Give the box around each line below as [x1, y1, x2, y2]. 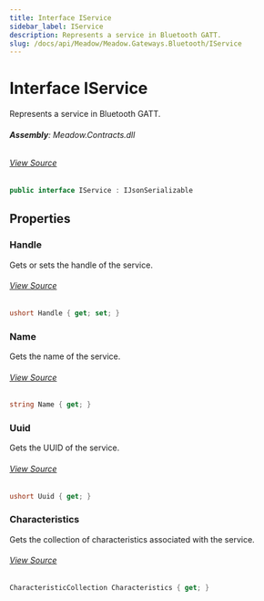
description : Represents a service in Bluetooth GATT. [9, 30, 222, 39]
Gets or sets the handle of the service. [9, 259, 153, 270]
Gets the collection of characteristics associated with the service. [9, 533, 255, 544]
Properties [9, 211, 71, 227]
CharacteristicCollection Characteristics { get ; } [9, 583, 209, 592]
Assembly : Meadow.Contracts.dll [9, 129, 136, 140]
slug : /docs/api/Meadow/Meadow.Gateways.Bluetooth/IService [9, 38, 243, 48]
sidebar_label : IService [9, 22, 104, 31]
